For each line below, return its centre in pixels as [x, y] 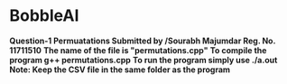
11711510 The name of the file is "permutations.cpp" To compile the [138, 50]
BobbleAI [44, 16]
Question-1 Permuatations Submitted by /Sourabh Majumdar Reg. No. [143, 41]
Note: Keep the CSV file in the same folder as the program [120, 70]
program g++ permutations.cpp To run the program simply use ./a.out [143, 60]
